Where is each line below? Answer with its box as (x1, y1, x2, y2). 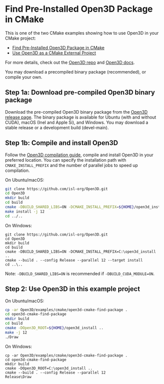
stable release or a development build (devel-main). (5, 124, 109, 130)
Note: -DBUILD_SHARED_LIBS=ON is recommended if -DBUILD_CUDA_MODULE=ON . (5, 270, 155, 276)
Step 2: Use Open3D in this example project (5, 285, 140, 293)
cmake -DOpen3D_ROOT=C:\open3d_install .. (5, 366, 93, 371)
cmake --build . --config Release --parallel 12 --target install (5, 258, 143, 263)
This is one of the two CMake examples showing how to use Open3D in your (5, 30, 159, 36)
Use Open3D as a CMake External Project (12, 50, 96, 56)
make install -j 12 (5, 209, 45, 214)
